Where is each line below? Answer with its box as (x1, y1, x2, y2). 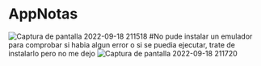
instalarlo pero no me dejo (8, 48, 95, 58)
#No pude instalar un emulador (149, 31, 253, 41)
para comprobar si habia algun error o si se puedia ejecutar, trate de (8, 39, 236, 49)
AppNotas (8, 5, 78, 23)
